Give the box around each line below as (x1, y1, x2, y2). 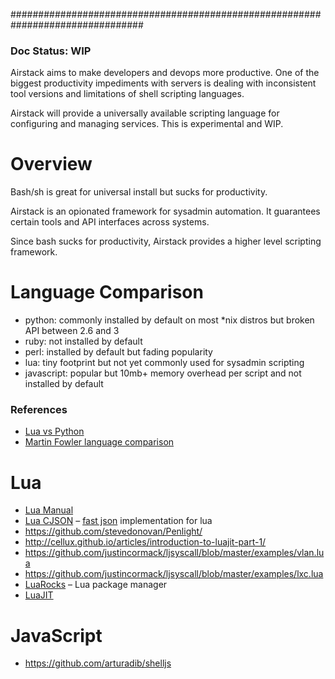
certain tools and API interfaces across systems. (10, 216, 210, 228)
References (10, 403, 68, 417)
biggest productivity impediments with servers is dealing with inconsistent (10, 77, 317, 89)
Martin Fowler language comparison (24, 436, 175, 448)
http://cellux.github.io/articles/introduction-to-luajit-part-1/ (24, 536, 267, 548)
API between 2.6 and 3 (24, 325, 120, 337)
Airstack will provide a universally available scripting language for (10, 107, 280, 119)
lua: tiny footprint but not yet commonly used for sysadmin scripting (24, 357, 305, 369)
